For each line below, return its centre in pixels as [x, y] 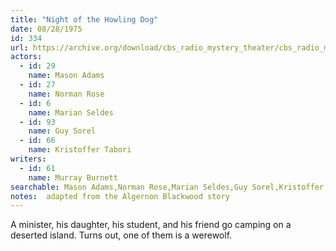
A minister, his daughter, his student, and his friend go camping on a [151, 225]
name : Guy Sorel [62, 131]
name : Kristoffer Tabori [80, 150]
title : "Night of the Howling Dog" [84, 19]
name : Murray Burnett [73, 177]
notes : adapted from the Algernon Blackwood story [120, 196]
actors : [26, 57]
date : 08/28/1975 [46, 29]
